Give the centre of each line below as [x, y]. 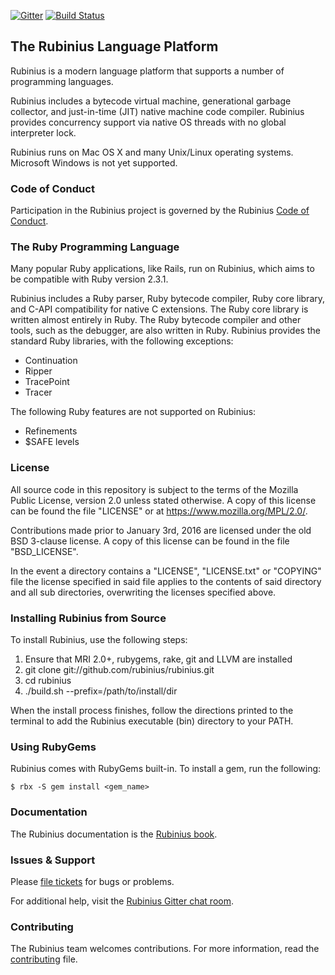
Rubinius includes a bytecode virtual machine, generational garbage [151, 101]
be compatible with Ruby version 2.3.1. [89, 279]
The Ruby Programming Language [95, 247]
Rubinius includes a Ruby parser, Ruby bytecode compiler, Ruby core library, [168, 299]
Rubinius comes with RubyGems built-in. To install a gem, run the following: [166, 769]
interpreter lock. [43, 132]
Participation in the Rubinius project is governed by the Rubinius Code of [160, 211]
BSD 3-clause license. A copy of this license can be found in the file [150, 541]
